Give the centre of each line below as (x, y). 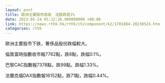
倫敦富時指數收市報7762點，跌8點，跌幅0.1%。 (55, 54)
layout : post (19, 10)
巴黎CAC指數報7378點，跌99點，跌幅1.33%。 (53, 65)
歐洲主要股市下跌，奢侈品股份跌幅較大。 (47, 44)
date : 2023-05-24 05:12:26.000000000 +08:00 (53, 19)
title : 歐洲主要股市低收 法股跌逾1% (40, 15)
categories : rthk (24, 29)
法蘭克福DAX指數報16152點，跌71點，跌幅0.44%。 (58, 75)
